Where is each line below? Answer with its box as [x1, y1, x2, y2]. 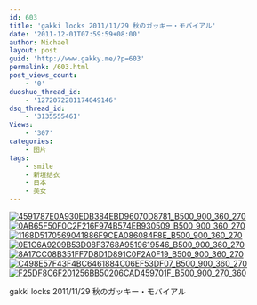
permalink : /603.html [9, 63, 90, 72]
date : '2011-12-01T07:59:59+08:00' [9, 29, 141, 38]
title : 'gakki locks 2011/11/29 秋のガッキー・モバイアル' [9, 21, 216, 30]
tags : [9, 153, 29, 163]
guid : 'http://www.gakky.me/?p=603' [9, 54, 145, 63]
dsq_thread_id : [9, 104, 66, 113]
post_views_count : [9, 71, 77, 80]
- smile [25, 162, 53, 171]
